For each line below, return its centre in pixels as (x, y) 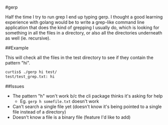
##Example (17, 48)
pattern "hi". (18, 63)
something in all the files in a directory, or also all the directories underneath (84, 33)
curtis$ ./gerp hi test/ (31, 72)
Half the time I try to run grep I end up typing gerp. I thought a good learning (84, 17)
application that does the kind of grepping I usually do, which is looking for (82, 27)
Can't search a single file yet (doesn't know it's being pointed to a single (87, 106)
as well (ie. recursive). (28, 38)
